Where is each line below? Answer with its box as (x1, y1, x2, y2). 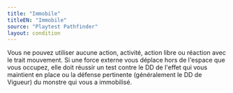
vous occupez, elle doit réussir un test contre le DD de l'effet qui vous (7, 63, 208, 71)
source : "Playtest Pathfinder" (7, 23, 98, 30)
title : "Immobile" (7, 10, 61, 17)
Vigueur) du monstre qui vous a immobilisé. (7, 78, 133, 87)
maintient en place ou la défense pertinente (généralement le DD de (7, 71, 202, 79)
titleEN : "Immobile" (7, 17, 68, 24)
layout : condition (7, 29, 61, 37)
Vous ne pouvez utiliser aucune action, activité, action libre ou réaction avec (7, 49, 227, 57)
